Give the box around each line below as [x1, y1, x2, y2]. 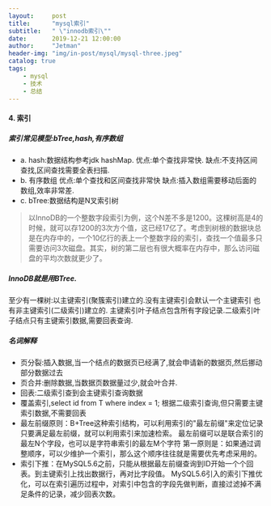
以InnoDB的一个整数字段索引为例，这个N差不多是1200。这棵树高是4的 [28, 212, 264, 223]
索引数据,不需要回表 [19, 408, 87, 418]
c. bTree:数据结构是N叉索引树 [19, 195, 119, 205]
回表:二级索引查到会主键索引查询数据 [19, 388, 143, 398]
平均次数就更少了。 [42, 253, 107, 263]
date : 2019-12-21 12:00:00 [8, 34, 121, 43]
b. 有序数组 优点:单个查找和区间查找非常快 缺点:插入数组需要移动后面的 [19, 175, 257, 185]
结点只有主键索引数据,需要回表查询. [15, 315, 133, 325]
